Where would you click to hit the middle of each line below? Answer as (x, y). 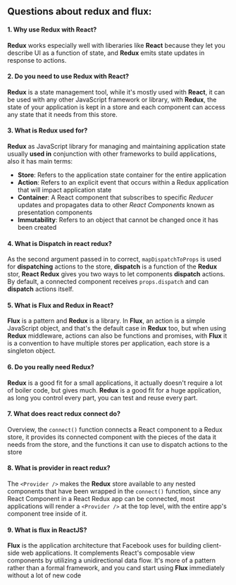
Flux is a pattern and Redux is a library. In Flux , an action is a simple (106, 321)
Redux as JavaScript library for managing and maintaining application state (117, 146)
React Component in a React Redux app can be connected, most (101, 499)
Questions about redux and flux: (80, 12)
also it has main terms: (40, 161)
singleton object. (32, 351)
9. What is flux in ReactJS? (47, 530)
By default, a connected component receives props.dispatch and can (108, 282)
